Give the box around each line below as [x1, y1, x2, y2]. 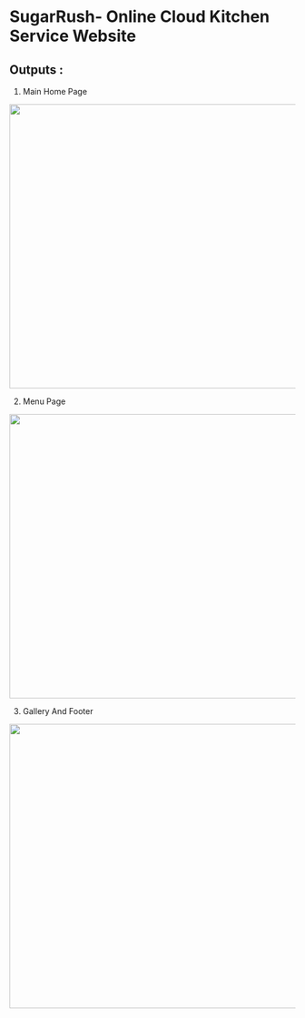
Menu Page [22, 396, 66, 407]
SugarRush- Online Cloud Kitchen [9, 6, 271, 27]
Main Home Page [22, 86, 88, 96]
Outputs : [9, 62, 64, 77]
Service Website [9, 25, 136, 46]
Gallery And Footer [22, 706, 93, 716]
